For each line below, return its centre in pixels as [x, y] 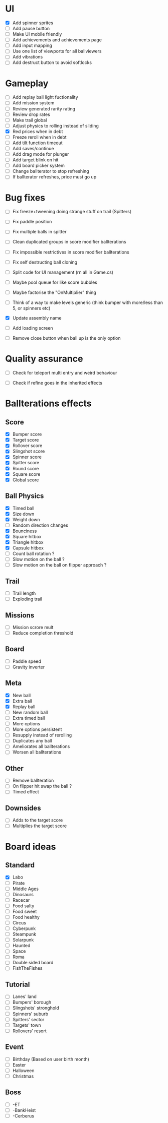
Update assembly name [37, 318]
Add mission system [33, 103]
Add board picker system [39, 166]
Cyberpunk [24, 928]
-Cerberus [23, 1116]
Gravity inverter [29, 667]
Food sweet [25, 911]
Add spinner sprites [33, 23]
